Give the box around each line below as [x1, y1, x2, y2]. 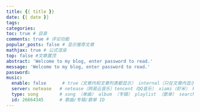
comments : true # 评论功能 [6, 36, 70, 42]
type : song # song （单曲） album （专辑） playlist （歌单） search [11, 91, 195, 97]
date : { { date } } [6, 14, 49, 20]
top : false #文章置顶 [6, 53, 57, 59]
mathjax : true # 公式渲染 [6, 47, 67, 53]
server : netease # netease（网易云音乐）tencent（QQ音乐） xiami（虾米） [11, 86, 190, 92]
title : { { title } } [6, 8, 55, 15]
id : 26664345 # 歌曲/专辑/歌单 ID [11, 97, 105, 103]
